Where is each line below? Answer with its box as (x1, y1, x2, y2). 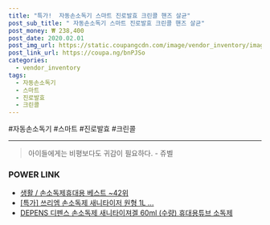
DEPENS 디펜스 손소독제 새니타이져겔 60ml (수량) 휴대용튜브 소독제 (19, 208, 233, 218)
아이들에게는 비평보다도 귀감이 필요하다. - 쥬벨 (27, 149, 174, 159)
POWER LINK (8, 169, 60, 180)
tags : (8, 71, 27, 79)
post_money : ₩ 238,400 (8, 26, 84, 34)
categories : (8, 57, 48, 65)
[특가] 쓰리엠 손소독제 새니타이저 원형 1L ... (19, 198, 154, 208)
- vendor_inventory (15, 64, 81, 72)
